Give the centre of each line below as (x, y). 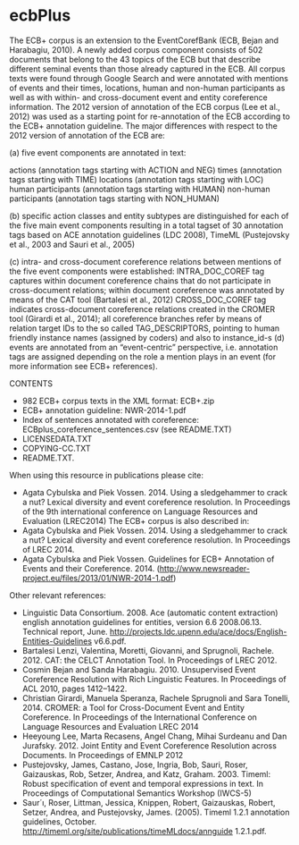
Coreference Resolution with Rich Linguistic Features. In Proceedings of (154, 679)
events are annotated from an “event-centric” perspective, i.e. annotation (144, 347)
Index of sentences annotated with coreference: (110, 419)
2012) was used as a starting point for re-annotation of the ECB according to (149, 116)
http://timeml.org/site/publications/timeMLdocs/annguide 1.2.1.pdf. (144, 831)
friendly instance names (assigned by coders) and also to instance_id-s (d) (147, 337)
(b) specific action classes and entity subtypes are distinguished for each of (149, 215)
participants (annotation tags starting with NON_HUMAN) (115, 199)
